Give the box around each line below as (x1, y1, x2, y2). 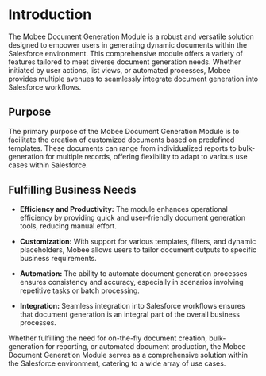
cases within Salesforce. (8, 160, 89, 170)
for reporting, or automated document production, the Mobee (44, 341, 246, 351)
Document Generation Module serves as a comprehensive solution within (8, 350, 249, 359)
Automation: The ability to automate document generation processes (19, 268, 248, 278)
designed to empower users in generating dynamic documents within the (8, 40, 248, 49)
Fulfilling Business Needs (8, 183, 137, 197)
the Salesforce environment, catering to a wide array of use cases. (8, 359, 226, 368)
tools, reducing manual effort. (19, 221, 117, 231)
